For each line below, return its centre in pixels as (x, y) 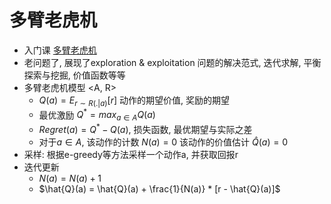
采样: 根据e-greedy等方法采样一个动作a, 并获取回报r (131, 154)
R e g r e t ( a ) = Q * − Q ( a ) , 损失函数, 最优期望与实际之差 (145, 128)
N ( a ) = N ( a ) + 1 (70, 178)
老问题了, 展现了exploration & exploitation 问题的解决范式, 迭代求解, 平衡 (172, 62)
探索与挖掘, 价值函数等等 (74, 75)
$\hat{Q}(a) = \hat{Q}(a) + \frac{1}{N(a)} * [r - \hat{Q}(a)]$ (159, 188)
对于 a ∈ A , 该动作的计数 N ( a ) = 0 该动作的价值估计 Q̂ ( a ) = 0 (163, 142)
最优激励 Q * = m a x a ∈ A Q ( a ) (97, 115)
